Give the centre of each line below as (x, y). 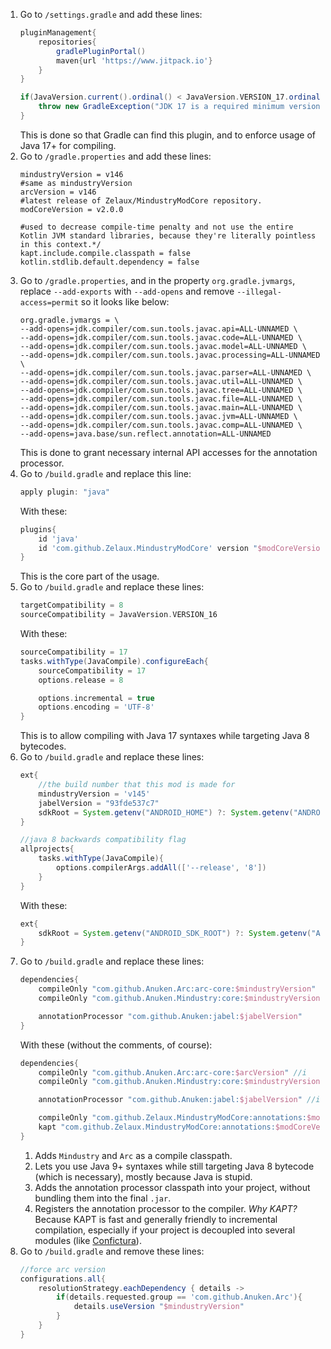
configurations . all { (62, 1279)
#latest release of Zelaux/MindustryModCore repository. (141, 200)
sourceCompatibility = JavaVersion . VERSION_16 (118, 615)
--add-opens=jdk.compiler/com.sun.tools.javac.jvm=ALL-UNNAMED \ (158, 416)
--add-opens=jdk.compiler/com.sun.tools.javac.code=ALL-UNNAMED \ (161, 337)
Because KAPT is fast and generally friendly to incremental (156, 1219)
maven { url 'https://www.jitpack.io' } (134, 60)
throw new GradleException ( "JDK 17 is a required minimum (161, 107)
